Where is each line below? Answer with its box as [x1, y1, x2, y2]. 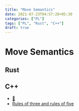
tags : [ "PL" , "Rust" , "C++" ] [5, 21, 64, 26]
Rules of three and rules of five [12, 101, 74, 107]
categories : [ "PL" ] [5, 16, 45, 21]
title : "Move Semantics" [5, 7, 55, 12]
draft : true [5, 25, 29, 30]
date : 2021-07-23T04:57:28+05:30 [5, 12, 73, 17]
